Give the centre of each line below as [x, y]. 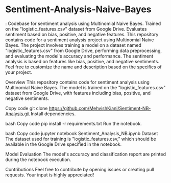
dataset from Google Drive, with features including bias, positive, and [78, 93]
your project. [19, 72]
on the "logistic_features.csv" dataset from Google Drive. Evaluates [76, 29]
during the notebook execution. [38, 160]
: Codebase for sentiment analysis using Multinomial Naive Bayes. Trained [83, 23]
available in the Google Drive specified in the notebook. [64, 144]
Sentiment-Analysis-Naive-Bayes [78, 9]
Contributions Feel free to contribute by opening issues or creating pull [80, 169]
